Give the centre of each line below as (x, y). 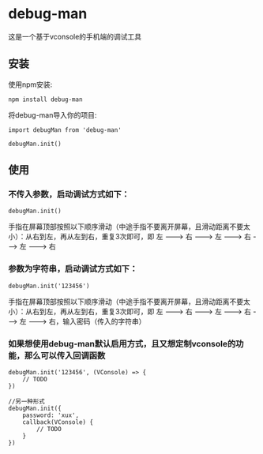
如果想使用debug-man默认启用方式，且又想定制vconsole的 (122, 343)
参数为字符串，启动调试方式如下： (73, 269)
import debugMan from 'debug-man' (65, 130)
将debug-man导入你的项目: (53, 114)
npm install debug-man (45, 99)
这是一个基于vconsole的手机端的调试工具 (75, 36)
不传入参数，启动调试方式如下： (69, 194)
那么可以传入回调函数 (65, 355)
